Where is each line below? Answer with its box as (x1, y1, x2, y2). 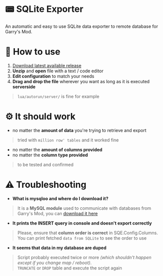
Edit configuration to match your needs (12, 73, 95, 79)
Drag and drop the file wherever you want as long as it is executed (12, 78, 150, 84)
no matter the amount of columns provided (12, 146, 103, 152)
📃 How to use (5, 46, 61, 57)
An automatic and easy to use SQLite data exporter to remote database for (5, 23, 159, 29)
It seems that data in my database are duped (12, 245, 107, 251)
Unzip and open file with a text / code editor (12, 68, 104, 74)
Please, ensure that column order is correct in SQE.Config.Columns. (17, 230, 158, 236)
